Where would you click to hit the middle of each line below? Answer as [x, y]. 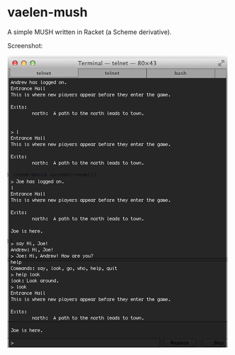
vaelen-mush [48, 12]
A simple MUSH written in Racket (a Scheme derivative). [89, 32]
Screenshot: [25, 45]
